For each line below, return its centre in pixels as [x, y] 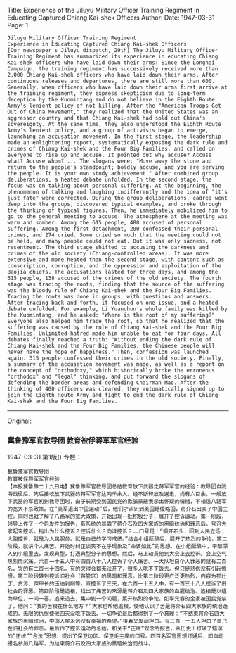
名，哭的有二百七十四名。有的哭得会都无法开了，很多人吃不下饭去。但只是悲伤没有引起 [114, 569]
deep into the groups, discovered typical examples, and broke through [114, 204]
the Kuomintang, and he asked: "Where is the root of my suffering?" [111, 315]
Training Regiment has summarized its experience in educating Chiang [113, 56]
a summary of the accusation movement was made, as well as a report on [116, 364]
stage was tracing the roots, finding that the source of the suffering [116, 284]
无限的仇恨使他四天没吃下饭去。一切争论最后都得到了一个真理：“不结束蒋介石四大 [124, 614]
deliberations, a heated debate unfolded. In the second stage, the [110, 179]
